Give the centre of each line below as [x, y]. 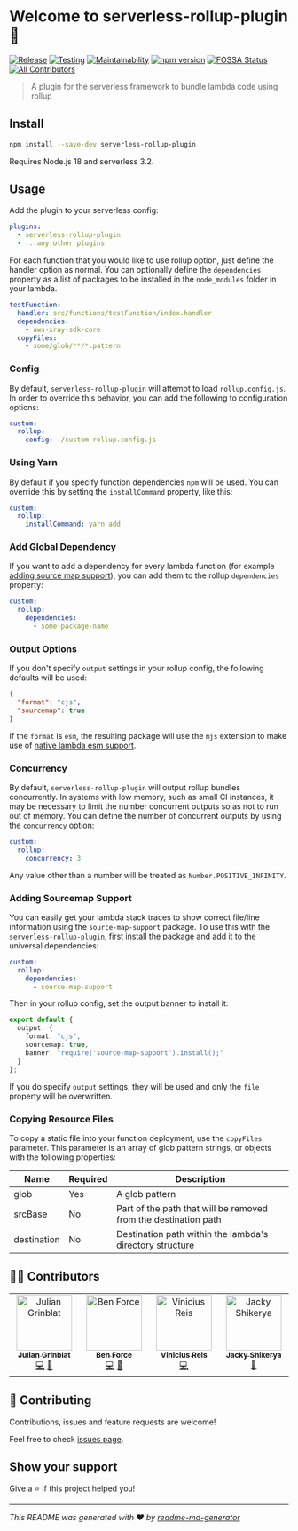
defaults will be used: [48, 678]
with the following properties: [63, 1157]
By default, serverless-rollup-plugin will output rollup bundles [125, 788]
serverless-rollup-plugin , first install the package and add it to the [133, 936]
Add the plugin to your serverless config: [84, 210]
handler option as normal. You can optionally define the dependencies [135, 270]
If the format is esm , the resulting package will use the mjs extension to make [148, 735]
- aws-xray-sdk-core [63, 329]
